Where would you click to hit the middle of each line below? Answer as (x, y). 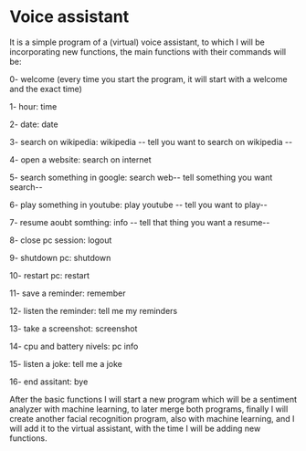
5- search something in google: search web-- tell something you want (141, 177)
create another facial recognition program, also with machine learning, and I (152, 418)
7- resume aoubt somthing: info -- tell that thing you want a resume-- (140, 222)
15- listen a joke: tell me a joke (66, 363)
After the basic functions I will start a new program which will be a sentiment (153, 399)
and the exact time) (46, 89)
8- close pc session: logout (61, 240)
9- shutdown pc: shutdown (60, 257)
